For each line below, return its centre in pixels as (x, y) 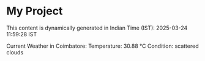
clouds (15, 52)
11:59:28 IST (22, 34)
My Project (35, 11)
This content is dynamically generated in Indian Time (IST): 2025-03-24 (97, 28)
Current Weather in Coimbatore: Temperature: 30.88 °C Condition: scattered (102, 46)
